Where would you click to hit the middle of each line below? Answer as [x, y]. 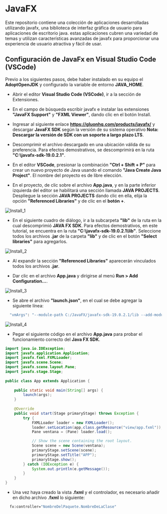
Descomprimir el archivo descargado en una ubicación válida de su [81, 144]
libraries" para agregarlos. [40, 241]
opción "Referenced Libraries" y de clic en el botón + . [69, 201]
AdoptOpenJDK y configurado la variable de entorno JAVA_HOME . [75, 84]
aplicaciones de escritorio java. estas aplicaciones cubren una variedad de [82, 33]
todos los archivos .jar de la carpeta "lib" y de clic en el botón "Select [85, 236]
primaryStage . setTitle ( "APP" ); [64, 455]
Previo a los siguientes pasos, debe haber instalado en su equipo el [74, 79]
